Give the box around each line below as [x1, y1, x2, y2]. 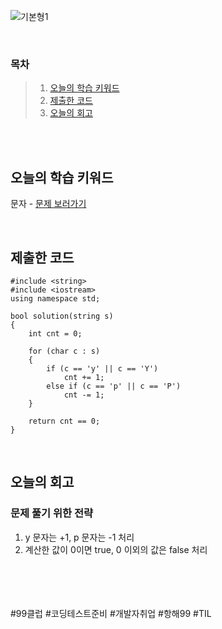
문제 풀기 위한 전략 [10, 506, 94, 520]
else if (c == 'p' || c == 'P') [46, 381, 182, 391]
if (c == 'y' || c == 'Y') [46, 363, 159, 374]
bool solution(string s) [10, 311, 114, 321]
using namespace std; [10, 293, 101, 304]
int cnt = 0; [28, 328, 83, 339]
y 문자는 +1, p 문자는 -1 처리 [24, 531, 135, 543]
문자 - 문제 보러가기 [10, 198, 87, 210]
